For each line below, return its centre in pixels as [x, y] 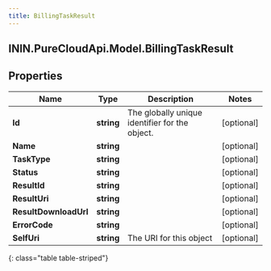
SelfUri [26, 238]
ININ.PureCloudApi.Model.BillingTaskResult [121, 49]
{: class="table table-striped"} [58, 258]
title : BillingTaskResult [52, 16]
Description [171, 99]
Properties [35, 76]
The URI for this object [170, 238]
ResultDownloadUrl [50, 211]
